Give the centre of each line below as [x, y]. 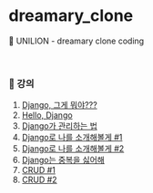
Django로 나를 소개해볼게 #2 [73, 149]
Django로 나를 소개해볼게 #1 [72, 138]
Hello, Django [47, 115]
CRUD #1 [39, 170]
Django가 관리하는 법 [59, 126]
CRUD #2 [39, 180]
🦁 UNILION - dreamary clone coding [76, 41]
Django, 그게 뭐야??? [59, 105]
